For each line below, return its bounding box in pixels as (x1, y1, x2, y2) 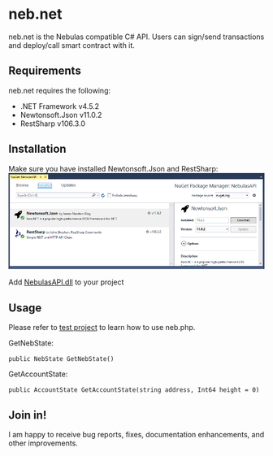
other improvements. (8, 438, 79, 448)
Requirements (8, 64, 81, 78)
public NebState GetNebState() (8, 355, 115, 363)
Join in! (8, 408, 47, 422)
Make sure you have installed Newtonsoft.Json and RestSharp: (8, 163, 219, 173)
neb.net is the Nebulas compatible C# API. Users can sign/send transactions (8, 32, 265, 41)
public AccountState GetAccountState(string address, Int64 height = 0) (8, 386, 260, 394)
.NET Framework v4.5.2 (19, 101, 100, 111)
